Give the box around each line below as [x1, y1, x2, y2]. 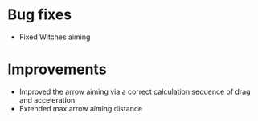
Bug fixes [7, 6, 72, 24]
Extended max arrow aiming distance [18, 103, 142, 113]
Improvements [7, 60, 107, 79]
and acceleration [18, 95, 76, 105]
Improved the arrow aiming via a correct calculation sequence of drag [18, 87, 251, 96]
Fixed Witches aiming [18, 32, 91, 42]
